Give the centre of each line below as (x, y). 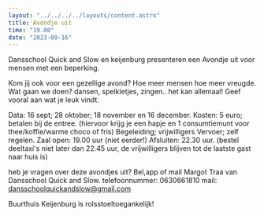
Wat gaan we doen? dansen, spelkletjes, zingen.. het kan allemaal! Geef (125, 92)
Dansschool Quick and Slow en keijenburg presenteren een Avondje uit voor (132, 60)
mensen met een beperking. (54, 68)
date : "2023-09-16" (40, 37)
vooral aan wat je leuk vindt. (54, 100)
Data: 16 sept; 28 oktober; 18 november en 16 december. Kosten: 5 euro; (125, 115)
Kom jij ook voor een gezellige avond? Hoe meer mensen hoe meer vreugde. (132, 83)
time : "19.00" (32, 30)
